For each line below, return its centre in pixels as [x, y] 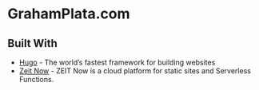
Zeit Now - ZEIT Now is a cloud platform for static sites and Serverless [135, 71]
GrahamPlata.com [69, 14]
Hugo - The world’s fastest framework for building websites [117, 62]
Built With [32, 43]
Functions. [36, 79]
